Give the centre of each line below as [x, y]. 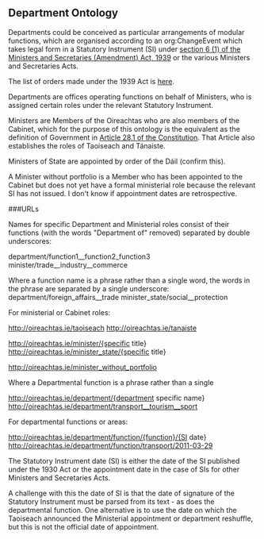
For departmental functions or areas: [68, 422]
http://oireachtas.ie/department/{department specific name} [107, 398]
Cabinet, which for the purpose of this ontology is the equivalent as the [124, 129]
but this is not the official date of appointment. [84, 526]
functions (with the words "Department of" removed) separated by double [129, 233]
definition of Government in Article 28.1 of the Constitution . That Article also [132, 137]
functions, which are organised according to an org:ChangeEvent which [126, 40]
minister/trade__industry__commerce [68, 264]
